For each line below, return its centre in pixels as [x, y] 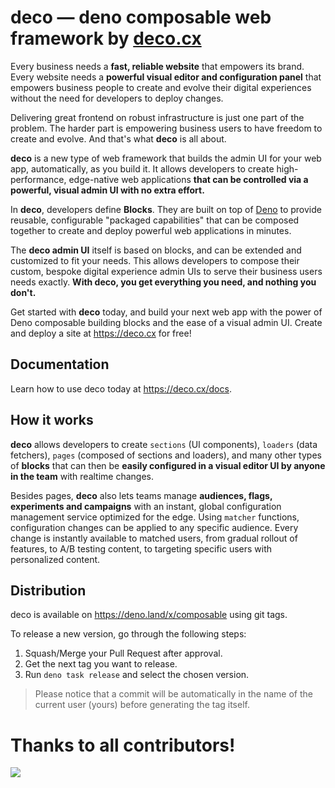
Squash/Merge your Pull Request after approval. [123, 653]
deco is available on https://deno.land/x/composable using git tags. [149, 615]
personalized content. [55, 559]
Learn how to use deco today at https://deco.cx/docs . [121, 388]
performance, [38, 179]
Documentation [60, 364]
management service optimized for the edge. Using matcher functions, [155, 517]
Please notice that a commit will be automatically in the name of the [173, 694]
